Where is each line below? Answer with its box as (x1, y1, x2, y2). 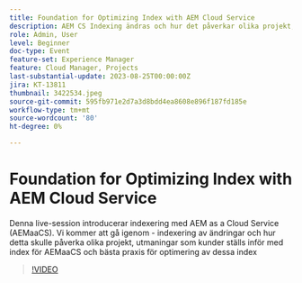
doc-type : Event (9, 47, 70, 56)
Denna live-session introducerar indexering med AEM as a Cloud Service (9, 217, 280, 228)
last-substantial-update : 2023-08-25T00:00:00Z (9, 72, 191, 81)
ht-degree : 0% (9, 123, 63, 132)
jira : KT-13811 (9, 80, 67, 89)
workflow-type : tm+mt (9, 105, 91, 114)
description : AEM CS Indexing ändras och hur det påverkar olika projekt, (9, 22, 296, 31)
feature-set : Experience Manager (9, 55, 135, 64)
